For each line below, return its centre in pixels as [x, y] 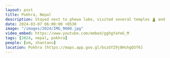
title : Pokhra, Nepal [28, 15]
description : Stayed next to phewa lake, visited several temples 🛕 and [85, 19]
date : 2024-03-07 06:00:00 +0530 [41, 24]
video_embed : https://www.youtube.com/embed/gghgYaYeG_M [67, 33]
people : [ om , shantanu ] [31, 43]
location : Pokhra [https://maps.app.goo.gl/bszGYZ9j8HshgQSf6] [74, 47]
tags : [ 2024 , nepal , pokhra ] [36, 38]
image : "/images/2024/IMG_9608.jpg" [44, 29]
